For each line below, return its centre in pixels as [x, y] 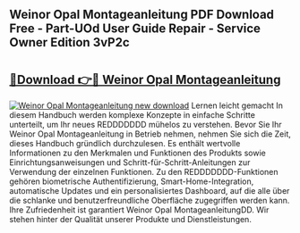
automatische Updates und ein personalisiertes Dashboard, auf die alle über [150, 191]
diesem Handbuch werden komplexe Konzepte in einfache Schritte [132, 115]
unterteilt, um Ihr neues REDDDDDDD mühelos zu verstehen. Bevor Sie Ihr [146, 125]
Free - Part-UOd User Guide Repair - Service [135, 29]
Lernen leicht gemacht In [237, 105]
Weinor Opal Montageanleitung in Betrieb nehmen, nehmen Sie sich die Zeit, [150, 134]
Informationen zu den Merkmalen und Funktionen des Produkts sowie [137, 153]
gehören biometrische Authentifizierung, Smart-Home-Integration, [132, 181]
